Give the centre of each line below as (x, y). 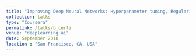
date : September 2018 (32, 38)
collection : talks (28, 17)
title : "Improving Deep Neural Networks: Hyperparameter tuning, (87, 11)
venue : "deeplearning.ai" (37, 33)
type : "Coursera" (27, 22)
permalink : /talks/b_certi (39, 28)
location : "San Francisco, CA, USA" (52, 44)
